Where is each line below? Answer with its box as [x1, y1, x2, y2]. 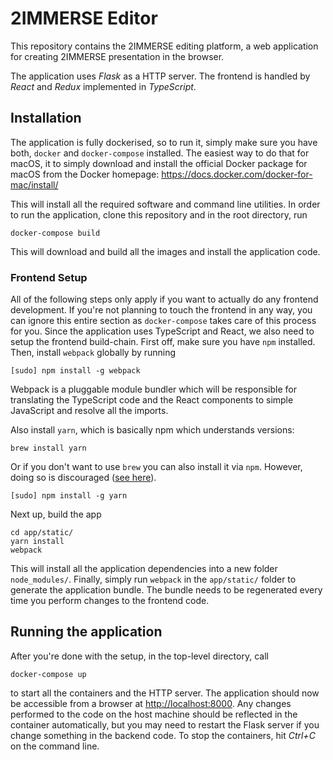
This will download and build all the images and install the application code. [10, 245, 321, 257]
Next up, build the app [10, 508, 102, 521]
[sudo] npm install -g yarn [10, 491, 128, 501]
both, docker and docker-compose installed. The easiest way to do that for [10, 147, 310, 159]
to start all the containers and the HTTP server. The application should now [10, 687, 320, 699]
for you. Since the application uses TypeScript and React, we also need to [10, 325, 315, 337]
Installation [10, 110, 82, 127]
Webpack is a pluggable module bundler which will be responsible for [10, 383, 298, 396]
